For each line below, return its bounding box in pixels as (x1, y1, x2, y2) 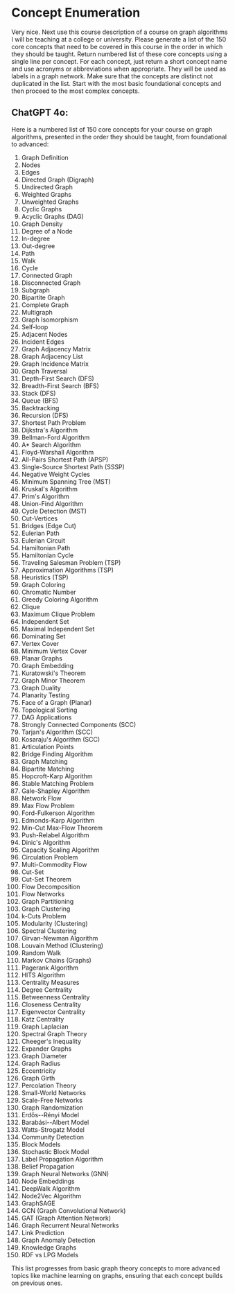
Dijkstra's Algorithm (21, 426, 78, 434)
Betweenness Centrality (21, 993, 90, 1001)
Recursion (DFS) (21, 411, 69, 419)
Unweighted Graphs (21, 198, 79, 206)
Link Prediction (21, 1228, 64, 1236)
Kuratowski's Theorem (21, 669, 86, 677)
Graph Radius (21, 1059, 61, 1067)
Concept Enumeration (11, 5, 141, 21)
